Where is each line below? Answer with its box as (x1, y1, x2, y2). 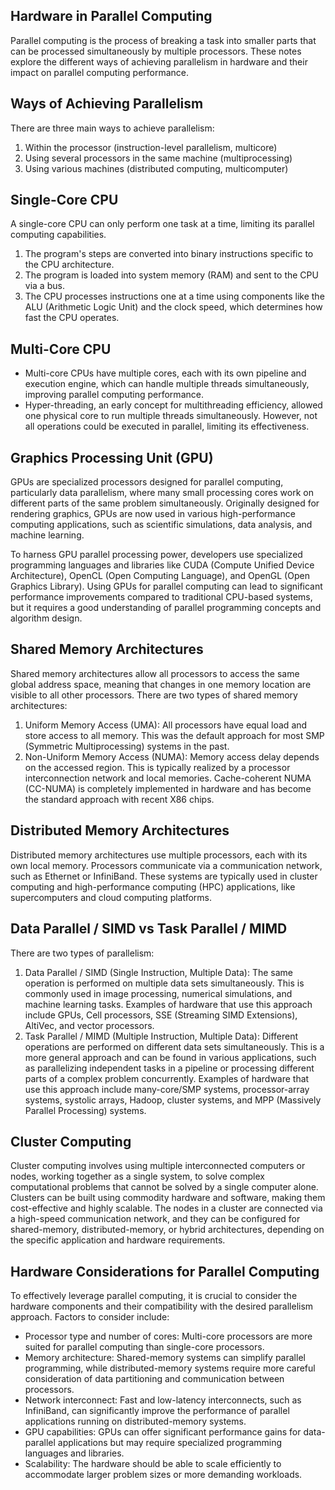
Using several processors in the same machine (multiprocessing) (24, 152, 293, 164)
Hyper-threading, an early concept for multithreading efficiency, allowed (24, 399, 323, 411)
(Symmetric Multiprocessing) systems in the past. (24, 740, 230, 752)
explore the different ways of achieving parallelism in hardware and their (10, 55, 308, 68)
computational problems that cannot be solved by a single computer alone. (10, 1181, 319, 1193)
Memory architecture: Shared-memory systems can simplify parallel (24, 1352, 306, 1364)
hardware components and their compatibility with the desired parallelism (10, 1300, 314, 1313)
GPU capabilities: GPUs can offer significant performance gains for (24, 1426, 302, 1438)
